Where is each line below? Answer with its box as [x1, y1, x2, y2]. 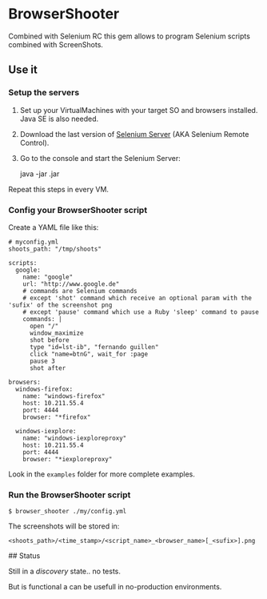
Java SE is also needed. [19, 114, 99, 123]
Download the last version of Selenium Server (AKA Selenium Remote [19, 129, 249, 139]
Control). [19, 138, 50, 147]
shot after [29, 364, 66, 372]
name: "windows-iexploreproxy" [22, 434, 127, 442]
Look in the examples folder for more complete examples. [8, 469, 196, 479]
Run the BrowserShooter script [8, 489, 131, 501]
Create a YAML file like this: [8, 222, 99, 232]
